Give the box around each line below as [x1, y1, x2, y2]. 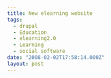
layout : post [7, 60, 44, 67]
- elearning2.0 [13, 35, 57, 42]
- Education [13, 28, 48, 36]
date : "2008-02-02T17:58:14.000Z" [7, 54, 106, 61]
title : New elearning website [7, 9, 93, 17]
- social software [13, 48, 66, 55]
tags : [7, 16, 22, 23]
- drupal [13, 22, 38, 29]
